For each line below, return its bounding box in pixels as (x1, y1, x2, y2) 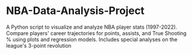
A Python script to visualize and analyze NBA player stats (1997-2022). (6, 23, 177, 30)
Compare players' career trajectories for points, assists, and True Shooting (6, 29, 187, 36)
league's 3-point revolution (6, 42, 72, 49)
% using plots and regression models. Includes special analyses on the (6, 36, 178, 43)
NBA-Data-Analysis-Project (6, 4, 145, 18)
